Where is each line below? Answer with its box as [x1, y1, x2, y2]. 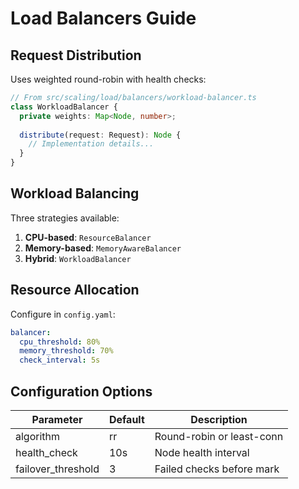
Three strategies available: [10, 212, 120, 224]
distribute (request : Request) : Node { [19, 130, 182, 140]
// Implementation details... [28, 139, 155, 149]
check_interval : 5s [19, 355, 101, 366]
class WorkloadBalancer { [10, 102, 118, 112]
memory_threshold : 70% [19, 346, 114, 356]
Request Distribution [10, 47, 142, 64]
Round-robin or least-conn [154, 429, 284, 443]
